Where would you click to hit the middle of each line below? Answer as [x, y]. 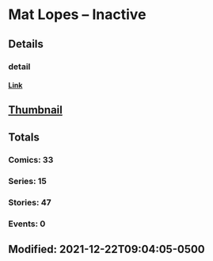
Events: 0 [27, 224]
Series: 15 [28, 181]
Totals [24, 137]
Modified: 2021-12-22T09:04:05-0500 [107, 249]
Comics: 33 [31, 159]
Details [26, 44]
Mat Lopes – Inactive [77, 15]
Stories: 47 [30, 202]
